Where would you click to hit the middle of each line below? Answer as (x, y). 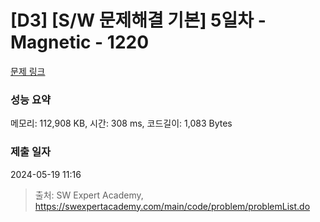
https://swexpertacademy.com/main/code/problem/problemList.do (172, 206)
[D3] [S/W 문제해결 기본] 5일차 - (138, 20)
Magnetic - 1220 (80, 42)
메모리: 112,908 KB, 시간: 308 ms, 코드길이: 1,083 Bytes (121, 123)
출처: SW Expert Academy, (89, 195)
